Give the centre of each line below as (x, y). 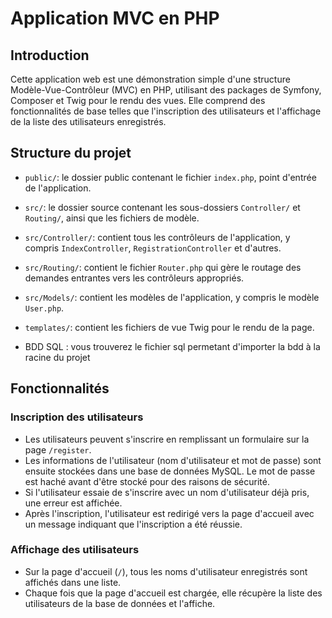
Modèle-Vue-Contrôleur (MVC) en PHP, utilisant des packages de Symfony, (166, 90)
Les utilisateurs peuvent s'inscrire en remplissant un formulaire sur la (167, 439)
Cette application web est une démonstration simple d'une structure (150, 79)
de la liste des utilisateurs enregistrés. (88, 121)
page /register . (58, 449)
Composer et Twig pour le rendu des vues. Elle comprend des (138, 100)
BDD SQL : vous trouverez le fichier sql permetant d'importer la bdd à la (172, 346)
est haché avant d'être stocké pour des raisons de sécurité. (147, 481)
